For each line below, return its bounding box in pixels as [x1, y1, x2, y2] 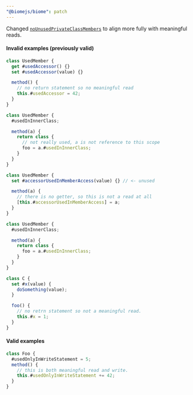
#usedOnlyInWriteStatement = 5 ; [11, 356, 92, 362]
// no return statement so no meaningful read [17, 85, 134, 91]
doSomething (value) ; [17, 287, 67, 293]
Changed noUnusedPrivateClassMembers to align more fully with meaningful [6, 25, 188, 32]
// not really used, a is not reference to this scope [21, 140, 160, 146]
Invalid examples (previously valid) [6, 45, 94, 52]
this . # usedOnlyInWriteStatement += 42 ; [17, 372, 115, 379]
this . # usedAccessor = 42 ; [17, 91, 81, 97]
